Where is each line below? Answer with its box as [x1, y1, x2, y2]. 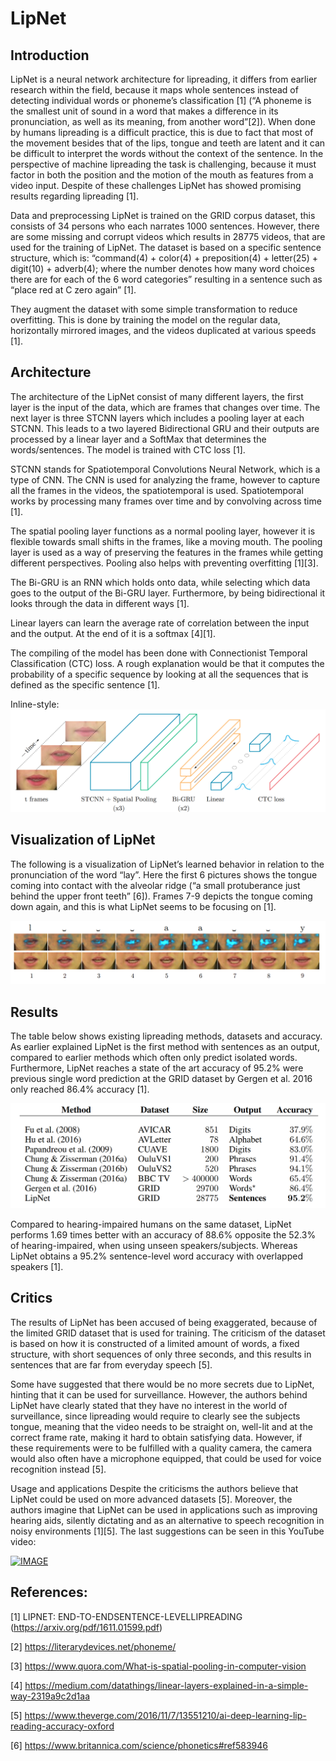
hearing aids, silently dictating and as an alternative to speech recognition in [10, 1514, 325, 1526]
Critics [10, 1290, 53, 1307]
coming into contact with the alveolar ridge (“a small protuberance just [10, 879, 301, 891]
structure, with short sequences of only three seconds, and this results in [10, 1348, 312, 1360]
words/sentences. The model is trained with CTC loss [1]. [10, 443, 246, 456]
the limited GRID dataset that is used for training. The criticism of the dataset [10, 1327, 326, 1339]
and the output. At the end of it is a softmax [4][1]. [10, 627, 216, 639]
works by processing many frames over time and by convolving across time [10, 495, 322, 507]
